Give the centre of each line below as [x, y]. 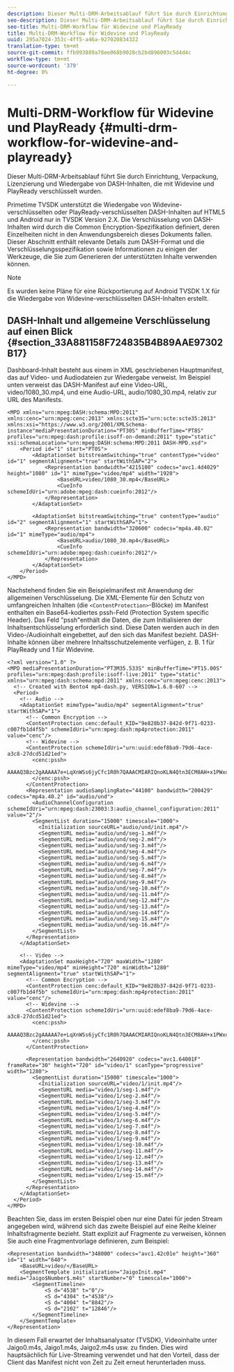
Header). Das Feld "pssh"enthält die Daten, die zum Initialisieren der [105, 620]
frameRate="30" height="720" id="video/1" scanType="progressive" [106, 1066]
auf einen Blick [40, 331]
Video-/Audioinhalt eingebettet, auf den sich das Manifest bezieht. [103, 635]
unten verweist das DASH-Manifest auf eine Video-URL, [88, 385]
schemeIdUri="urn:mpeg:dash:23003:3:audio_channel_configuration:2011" [113, 809]
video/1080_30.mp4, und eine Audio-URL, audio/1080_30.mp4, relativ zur [112, 392]
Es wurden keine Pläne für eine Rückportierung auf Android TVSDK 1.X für [114, 291]
